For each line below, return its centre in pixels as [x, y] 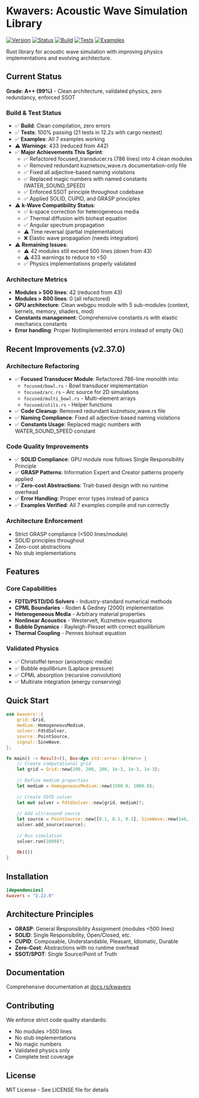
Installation [27, 876]
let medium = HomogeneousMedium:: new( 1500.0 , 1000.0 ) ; [86, 786]
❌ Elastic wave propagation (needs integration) [81, 238]
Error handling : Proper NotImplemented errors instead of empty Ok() [99, 330]
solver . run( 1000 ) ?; [41, 841]
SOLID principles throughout [49, 540]
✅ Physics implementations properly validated [80, 264]
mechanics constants [41, 324]
